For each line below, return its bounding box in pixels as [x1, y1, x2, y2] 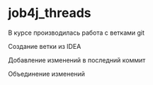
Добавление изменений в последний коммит [8, 55, 146, 64]
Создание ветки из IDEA [8, 42, 81, 50]
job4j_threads [8, 5, 91, 21]
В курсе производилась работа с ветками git [8, 28, 144, 37]
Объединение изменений [8, 69, 86, 78]
